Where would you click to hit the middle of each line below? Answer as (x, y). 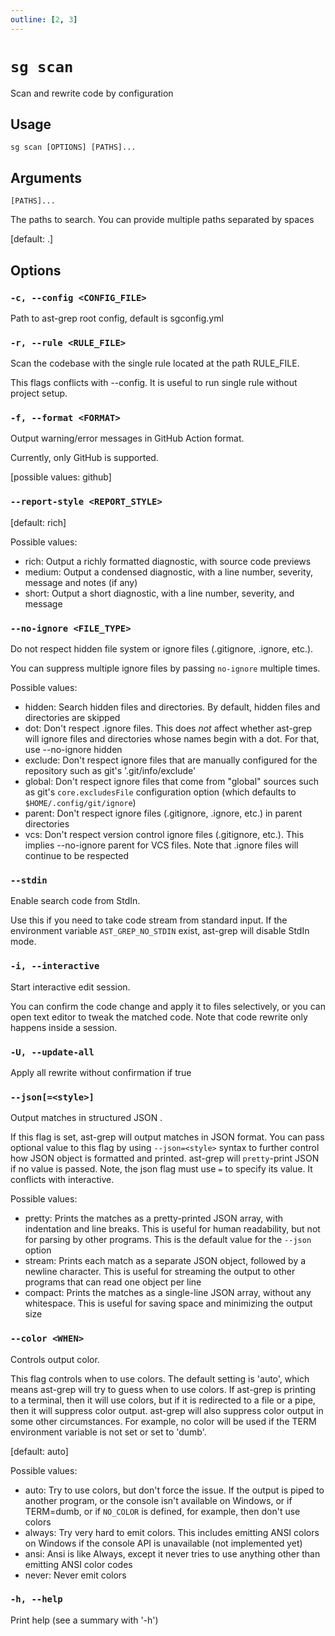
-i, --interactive (55, 966)
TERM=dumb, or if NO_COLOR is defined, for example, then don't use (162, 1511)
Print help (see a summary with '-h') (84, 1620)
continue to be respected (77, 856)
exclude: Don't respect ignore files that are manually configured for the (171, 760)
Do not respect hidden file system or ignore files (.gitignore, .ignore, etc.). (162, 649)
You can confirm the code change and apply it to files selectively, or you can (168, 1006)
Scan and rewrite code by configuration (92, 93)
